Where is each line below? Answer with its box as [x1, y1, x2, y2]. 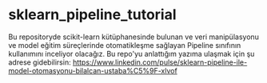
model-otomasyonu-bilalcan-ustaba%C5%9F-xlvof [8, 65, 177, 75]
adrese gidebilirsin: [8, 57, 71, 67]
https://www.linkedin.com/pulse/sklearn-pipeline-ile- [72, 57, 248, 67]
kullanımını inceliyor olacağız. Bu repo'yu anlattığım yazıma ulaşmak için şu [8, 49, 255, 58]
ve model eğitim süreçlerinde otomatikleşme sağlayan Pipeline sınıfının [8, 40, 241, 49]
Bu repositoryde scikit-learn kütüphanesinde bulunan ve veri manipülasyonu [8, 32, 260, 41]
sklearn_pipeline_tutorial [8, 6, 177, 24]
